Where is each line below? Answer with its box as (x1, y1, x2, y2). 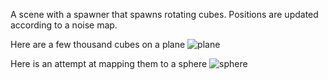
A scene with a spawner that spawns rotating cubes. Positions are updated (10, 9, 319, 20)
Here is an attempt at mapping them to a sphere (10, 58, 208, 69)
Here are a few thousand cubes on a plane (10, 39, 186, 50)
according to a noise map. (10, 19, 118, 31)
